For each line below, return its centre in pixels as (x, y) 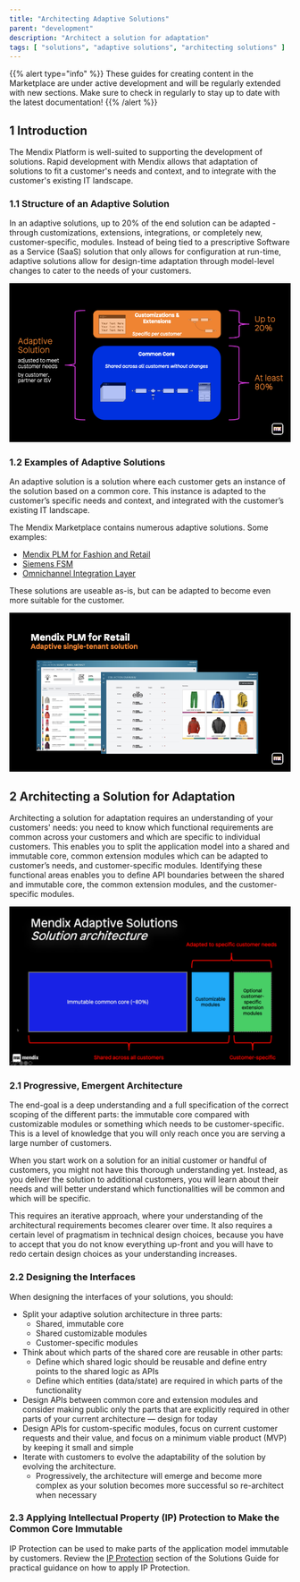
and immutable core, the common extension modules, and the (123, 885)
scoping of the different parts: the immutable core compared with (129, 1115)
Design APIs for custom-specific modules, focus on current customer (150, 1428)
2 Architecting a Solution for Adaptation (122, 797)
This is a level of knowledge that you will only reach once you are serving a (147, 1133)
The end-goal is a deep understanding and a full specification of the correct (149, 1105)
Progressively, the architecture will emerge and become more (149, 1475)
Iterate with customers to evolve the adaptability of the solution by (144, 1457)
